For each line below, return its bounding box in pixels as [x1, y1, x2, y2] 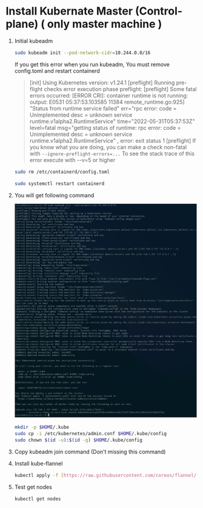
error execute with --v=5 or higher [29, 156, 116, 163]
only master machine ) [47, 17, 162, 31]
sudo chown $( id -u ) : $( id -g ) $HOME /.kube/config [14, 437, 143, 444]
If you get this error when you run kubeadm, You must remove [14, 61, 170, 68]
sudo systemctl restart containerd [14, 180, 105, 186]
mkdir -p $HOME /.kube [14, 424, 70, 430]
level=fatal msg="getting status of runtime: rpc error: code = [29, 124, 181, 131]
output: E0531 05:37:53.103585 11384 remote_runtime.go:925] [29, 98, 185, 106]
